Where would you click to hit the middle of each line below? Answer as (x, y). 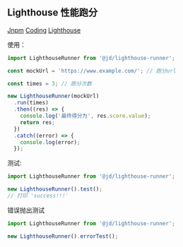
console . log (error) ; (50, 142)
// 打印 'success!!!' (38, 196)
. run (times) (31, 103)
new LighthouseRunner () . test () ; (55, 189)
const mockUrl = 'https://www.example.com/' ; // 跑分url (92, 71)
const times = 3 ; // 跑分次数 (49, 83)
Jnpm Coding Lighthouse (44, 30)
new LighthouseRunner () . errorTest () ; (63, 236)
